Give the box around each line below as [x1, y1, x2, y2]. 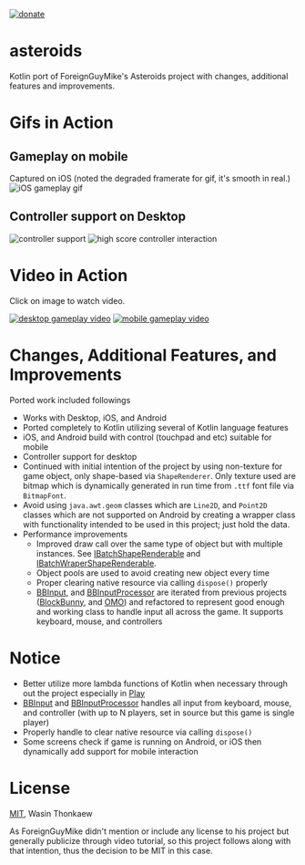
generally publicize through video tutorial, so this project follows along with [9, 835, 291, 846]
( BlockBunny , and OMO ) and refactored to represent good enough [36, 596, 285, 607]
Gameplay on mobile [9, 149, 129, 164]
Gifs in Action [9, 112, 114, 133]
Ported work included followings [9, 394, 131, 405]
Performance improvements [22, 528, 128, 539]
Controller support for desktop [22, 451, 137, 462]
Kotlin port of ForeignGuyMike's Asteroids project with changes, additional [9, 70, 289, 81]
